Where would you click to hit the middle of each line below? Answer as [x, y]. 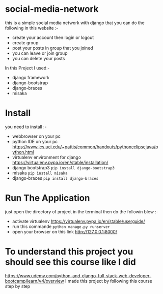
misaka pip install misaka [40, 173]
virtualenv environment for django [46, 157]
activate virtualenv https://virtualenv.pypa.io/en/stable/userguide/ [79, 221]
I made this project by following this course [109, 281]
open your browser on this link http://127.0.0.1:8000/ [65, 231]
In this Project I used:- [27, 68]
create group [25, 42]
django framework [31, 77]
